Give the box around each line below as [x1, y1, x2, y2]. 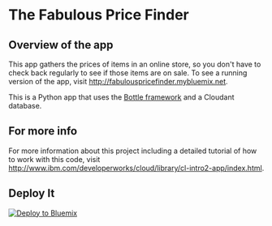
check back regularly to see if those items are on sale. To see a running [8, 68, 248, 78]
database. [8, 101, 42, 110]
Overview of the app [8, 38, 114, 52]
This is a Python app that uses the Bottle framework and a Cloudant [8, 92, 235, 102]
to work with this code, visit [8, 154, 101, 164]
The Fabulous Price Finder [8, 6, 189, 24]
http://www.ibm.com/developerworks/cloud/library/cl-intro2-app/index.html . [8, 163, 265, 173]
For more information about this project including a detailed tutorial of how [8, 146, 257, 156]
